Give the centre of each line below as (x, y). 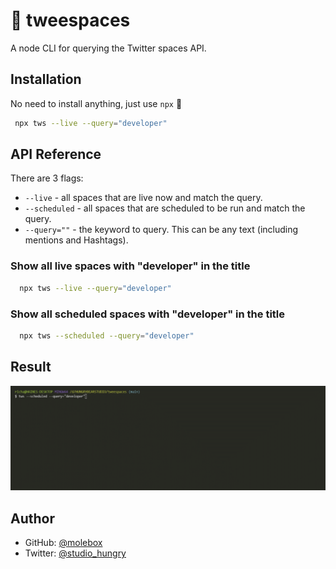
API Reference (56, 154)
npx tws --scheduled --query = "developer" (107, 335)
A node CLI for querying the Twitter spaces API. (108, 48)
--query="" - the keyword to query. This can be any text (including (161, 230)
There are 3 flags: (47, 178)
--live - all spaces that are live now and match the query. (143, 198)
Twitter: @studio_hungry (75, 553)
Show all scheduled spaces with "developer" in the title (148, 314)
